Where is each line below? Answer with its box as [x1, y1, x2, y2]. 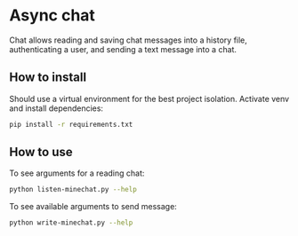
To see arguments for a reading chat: [9, 168, 145, 178]
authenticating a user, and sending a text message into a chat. [9, 43, 238, 54]
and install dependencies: [9, 103, 104, 114]
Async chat [9, 5, 96, 26]
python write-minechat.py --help [9, 218, 133, 227]
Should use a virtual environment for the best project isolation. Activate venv [9, 93, 290, 104]
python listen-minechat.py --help [9, 185, 138, 194]
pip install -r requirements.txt [9, 120, 133, 129]
